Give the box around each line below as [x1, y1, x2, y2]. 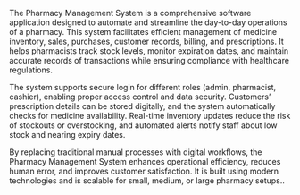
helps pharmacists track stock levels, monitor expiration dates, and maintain [9, 46, 289, 56]
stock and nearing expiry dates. [9, 130, 126, 140]
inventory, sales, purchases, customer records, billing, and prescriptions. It [9, 36, 284, 47]
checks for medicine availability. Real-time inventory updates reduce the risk [9, 111, 291, 121]
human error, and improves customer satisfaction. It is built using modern [9, 165, 279, 176]
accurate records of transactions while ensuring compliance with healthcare [9, 55, 290, 65]
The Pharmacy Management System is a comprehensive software [9, 8, 252, 18]
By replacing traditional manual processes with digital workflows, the [9, 147, 262, 157]
